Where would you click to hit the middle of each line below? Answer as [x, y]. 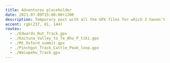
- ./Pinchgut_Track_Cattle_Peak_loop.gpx [55, 48]
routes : [14, 29]
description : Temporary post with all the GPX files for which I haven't [86, 19]
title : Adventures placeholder [39, 10]
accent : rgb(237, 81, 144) [34, 24]
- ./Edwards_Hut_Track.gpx [39, 34]
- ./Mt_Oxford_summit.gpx [38, 43]
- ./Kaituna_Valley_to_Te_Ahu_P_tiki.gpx [55, 39]
